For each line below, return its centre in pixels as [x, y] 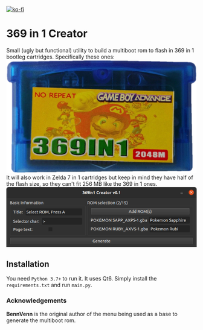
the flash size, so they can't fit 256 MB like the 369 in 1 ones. [82, 183]
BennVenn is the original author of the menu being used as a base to [92, 314]
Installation [28, 264]
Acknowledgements [37, 300]
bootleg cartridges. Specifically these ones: [60, 57]
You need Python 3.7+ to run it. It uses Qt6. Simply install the [82, 279]
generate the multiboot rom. [41, 320]
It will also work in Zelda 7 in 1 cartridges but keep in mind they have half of [100, 177]
